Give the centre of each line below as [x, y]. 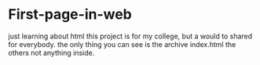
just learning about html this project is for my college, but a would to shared [130, 36]
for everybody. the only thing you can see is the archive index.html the [122, 44]
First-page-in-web [70, 14]
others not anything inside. [51, 52]
